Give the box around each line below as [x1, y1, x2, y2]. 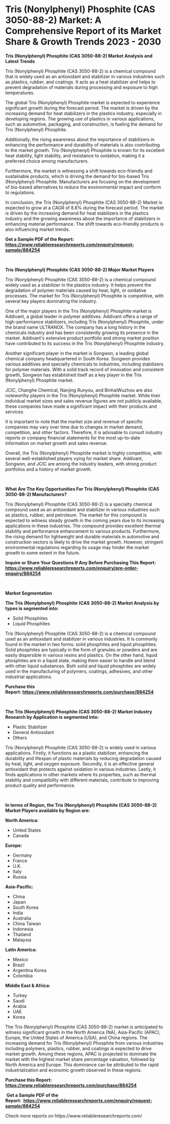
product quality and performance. [5, 782, 76, 788]
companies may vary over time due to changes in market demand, [5, 423, 143, 430]
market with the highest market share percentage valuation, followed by [5, 1056, 155, 1062]
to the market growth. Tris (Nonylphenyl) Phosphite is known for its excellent [5, 147, 165, 153]
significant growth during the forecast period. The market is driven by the [5, 105, 158, 111]
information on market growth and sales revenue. [5, 440, 108, 446]
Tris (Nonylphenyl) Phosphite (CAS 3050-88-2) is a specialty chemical [5, 501, 153, 507]
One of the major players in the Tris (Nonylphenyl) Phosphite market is [5, 308, 152, 314]
